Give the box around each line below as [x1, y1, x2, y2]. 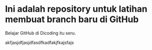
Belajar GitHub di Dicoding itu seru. [5, 30, 76, 36]
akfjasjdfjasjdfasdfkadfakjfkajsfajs [5, 39, 75, 45]
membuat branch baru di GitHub [5, 14, 139, 25]
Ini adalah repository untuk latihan [5, 3, 148, 15]
